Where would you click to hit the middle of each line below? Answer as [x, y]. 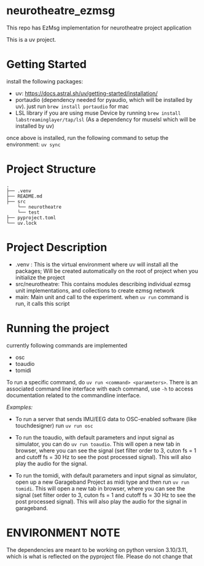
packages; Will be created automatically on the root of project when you [107, 271]
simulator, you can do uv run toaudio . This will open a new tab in [98, 444]
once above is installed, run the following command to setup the [88, 138]
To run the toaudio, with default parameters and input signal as [95, 437]
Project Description [57, 247]
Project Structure [51, 169]
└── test [29, 212]
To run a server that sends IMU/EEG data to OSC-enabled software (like [106, 419]
